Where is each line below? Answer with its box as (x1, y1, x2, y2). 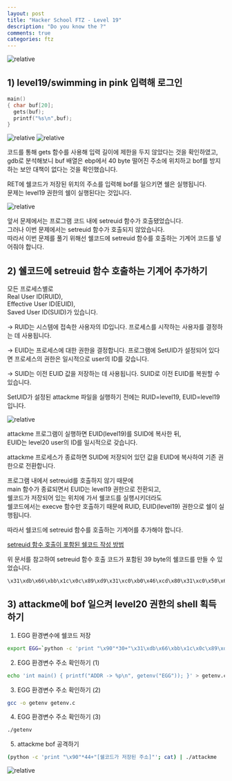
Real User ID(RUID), (7, 292, 64, 301)
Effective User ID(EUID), (7, 300, 76, 308)
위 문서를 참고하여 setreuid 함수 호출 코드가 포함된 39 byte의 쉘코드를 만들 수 (7, 555, 216, 564)
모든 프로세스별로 (7, 285, 54, 293)
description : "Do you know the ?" (7, 23, 107, 30)
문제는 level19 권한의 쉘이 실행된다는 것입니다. (7, 188, 132, 197)
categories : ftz (7, 36, 54, 43)
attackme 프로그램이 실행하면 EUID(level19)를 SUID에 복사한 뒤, (7, 430, 182, 438)
